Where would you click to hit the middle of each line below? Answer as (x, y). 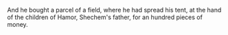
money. (18, 24)
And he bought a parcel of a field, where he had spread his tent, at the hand (114, 10)
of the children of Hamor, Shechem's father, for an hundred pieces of (105, 17)
